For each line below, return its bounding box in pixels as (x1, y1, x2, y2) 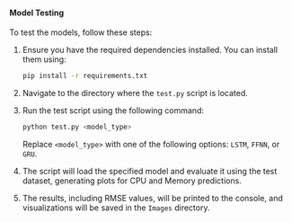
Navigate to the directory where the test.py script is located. (22, 88, 249, 99)
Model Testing (9, 7, 65, 18)
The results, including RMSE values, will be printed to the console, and (22, 192, 283, 203)
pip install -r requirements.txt (22, 72, 148, 81)
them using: (22, 54, 66, 65)
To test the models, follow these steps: (9, 27, 153, 38)
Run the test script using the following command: (22, 105, 205, 116)
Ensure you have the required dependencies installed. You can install (22, 45, 279, 56)
